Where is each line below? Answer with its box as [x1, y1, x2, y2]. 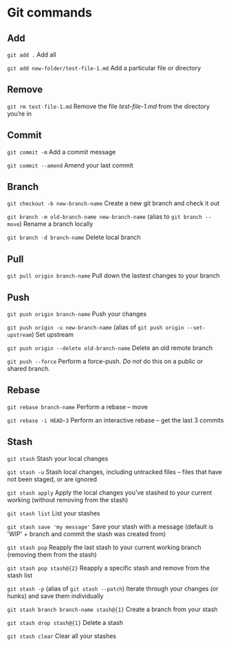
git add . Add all [7, 50, 56, 59]
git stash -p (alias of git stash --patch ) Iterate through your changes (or [7, 584, 219, 593]
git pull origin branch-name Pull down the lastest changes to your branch [7, 271, 220, 280]
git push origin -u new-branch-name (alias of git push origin [7, 323, 184, 331]
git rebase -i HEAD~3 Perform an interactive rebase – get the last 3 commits [7, 415, 224, 424]
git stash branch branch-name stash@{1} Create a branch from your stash [7, 605, 218, 613]
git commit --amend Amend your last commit [7, 161, 134, 170]
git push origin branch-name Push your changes [7, 310, 147, 318]
